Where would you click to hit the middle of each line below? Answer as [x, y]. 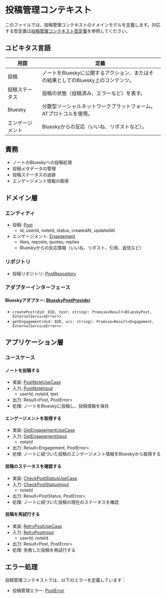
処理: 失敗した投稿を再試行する [44, 550]
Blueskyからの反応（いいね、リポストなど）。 [94, 127]
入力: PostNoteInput [33, 388]
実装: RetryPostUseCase [37, 526]
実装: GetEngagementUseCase [43, 430]
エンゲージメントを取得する [33, 418]
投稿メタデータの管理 [34, 168]
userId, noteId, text [39, 394]
